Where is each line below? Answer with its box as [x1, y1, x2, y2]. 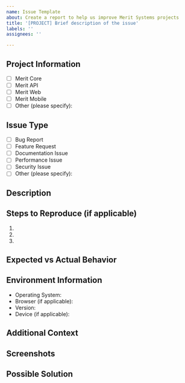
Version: [14, 304, 36, 311]
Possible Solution [6, 369, 74, 379]
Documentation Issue [14, 150, 68, 157]
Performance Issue [14, 156, 63, 163]
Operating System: [14, 291, 62, 299]
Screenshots [6, 348, 55, 359]
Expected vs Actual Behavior [6, 255, 117, 265]
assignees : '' [6, 31, 42, 37]
